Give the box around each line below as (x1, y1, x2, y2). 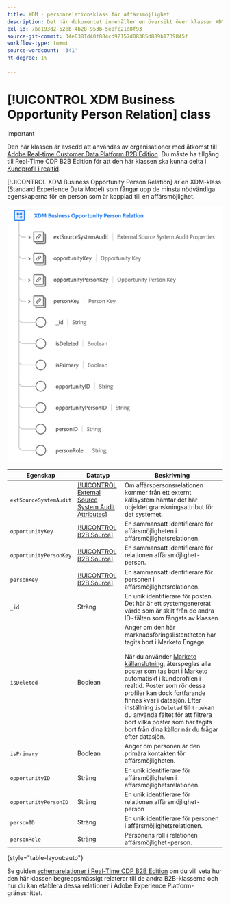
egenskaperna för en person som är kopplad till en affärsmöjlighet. (7, 192, 195, 200)
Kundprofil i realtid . (7, 164, 61, 173)
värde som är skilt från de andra (124, 607, 214, 615)
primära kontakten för (124, 749, 186, 757)
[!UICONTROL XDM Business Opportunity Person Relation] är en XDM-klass (7, 178, 222, 186)
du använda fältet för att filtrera (124, 711, 212, 719)
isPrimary (10, 750, 38, 757)
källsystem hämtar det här (124, 496, 198, 504)
